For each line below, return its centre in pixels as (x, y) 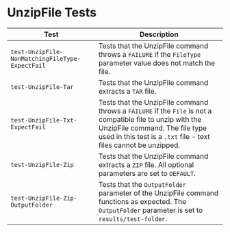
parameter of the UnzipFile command (158, 193)
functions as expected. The (142, 201)
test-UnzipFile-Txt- (44, 120)
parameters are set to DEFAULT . (147, 173)
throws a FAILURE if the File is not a (155, 111)
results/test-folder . (133, 218)
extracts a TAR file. (127, 91)
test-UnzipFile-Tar (42, 87)
